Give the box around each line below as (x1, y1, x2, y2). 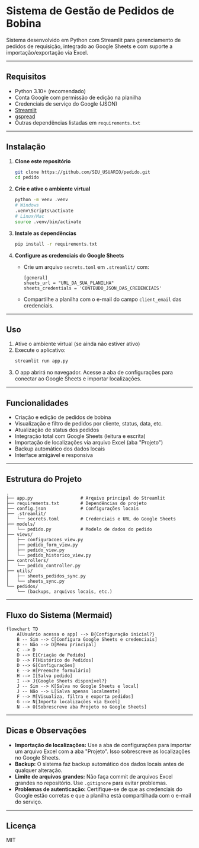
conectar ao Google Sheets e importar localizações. (14, 375, 142, 382)
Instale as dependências (14, 230, 77, 237)
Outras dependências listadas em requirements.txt (14, 119, 141, 126)
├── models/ (6, 521, 36, 527)
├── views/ (6, 531, 33, 538)
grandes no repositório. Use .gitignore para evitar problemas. (14, 779, 168, 786)
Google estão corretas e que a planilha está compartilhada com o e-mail (14, 792, 191, 799)
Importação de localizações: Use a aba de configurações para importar (14, 741, 191, 748)
